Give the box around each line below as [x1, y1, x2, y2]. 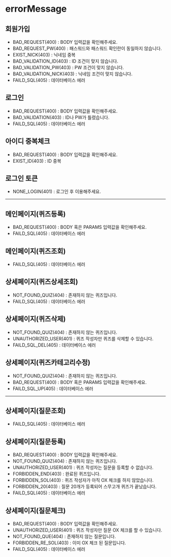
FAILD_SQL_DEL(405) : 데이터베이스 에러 [12, 342, 96, 348]
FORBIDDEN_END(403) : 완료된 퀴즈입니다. [12, 471, 101, 477]
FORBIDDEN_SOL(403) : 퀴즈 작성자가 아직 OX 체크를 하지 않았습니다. [12, 477, 154, 483]
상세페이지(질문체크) [5, 506, 66, 515]
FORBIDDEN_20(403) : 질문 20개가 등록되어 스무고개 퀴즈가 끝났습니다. [12, 484, 157, 490]
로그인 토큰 [5, 174, 38, 183]
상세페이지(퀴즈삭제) [5, 315, 66, 324]
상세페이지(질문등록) [5, 437, 66, 446]
